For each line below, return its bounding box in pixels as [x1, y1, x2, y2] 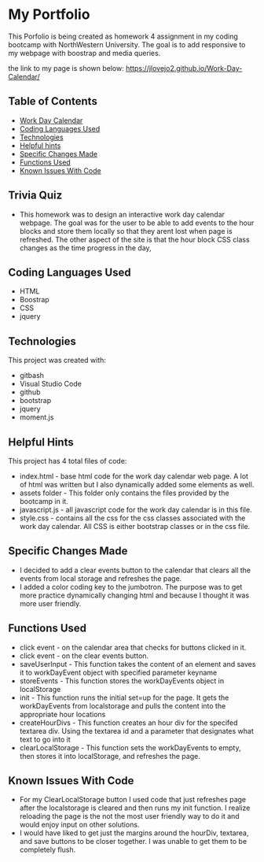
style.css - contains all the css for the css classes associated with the [19, 513, 246, 523]
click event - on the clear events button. [19, 651, 149, 660]
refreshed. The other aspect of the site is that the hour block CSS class [19, 235, 250, 244]
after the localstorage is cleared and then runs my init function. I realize [19, 803, 251, 812]
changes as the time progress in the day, [19, 242, 152, 253]
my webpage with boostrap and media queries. [8, 48, 161, 57]
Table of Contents [8, 94, 98, 108]
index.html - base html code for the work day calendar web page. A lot [19, 472, 249, 481]
